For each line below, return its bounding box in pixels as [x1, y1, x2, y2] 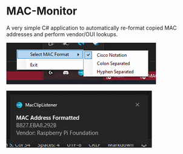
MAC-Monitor [6, 4, 78, 18]
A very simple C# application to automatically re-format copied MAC [6, 24, 177, 31]
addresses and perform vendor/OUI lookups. [6, 30, 118, 37]
